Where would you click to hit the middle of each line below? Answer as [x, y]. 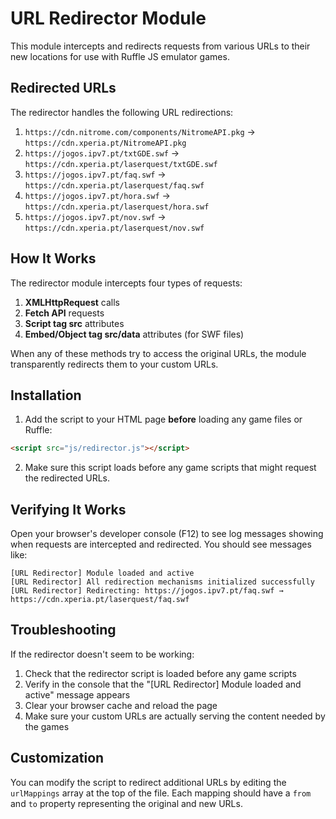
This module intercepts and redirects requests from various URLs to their [160, 46]
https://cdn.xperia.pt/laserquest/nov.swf [114, 228]
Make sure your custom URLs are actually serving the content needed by [175, 716]
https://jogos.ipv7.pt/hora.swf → [97, 195]
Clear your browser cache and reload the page [121, 705]
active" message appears [77, 694]
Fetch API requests [64, 313]
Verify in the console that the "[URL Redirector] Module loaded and [163, 684]
